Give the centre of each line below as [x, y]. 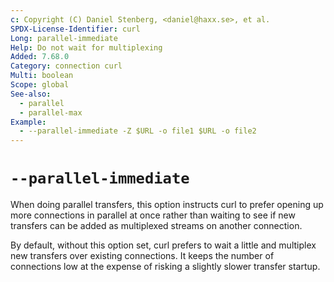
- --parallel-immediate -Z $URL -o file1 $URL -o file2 [138, 131]
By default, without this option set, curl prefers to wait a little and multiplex [163, 245]
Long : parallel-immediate [64, 38]
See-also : [31, 94]
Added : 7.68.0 [40, 57]
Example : [28, 122]
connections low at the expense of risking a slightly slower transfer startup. [165, 267]
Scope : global [40, 85]
